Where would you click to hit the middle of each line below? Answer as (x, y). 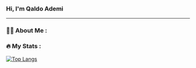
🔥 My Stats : (24, 46)
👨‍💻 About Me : (27, 31)
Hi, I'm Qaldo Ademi (35, 9)
